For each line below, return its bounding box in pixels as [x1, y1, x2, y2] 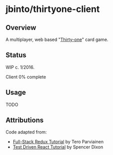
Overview [5, 23, 37, 32]
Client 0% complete [5, 74, 46, 80]
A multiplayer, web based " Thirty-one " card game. [5, 36, 109, 42]
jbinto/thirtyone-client [5, 3, 100, 15]
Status [5, 51, 27, 59]
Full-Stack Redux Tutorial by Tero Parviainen [12, 139, 104, 145]
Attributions [5, 116, 44, 125]
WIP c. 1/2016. [5, 64, 35, 70]
